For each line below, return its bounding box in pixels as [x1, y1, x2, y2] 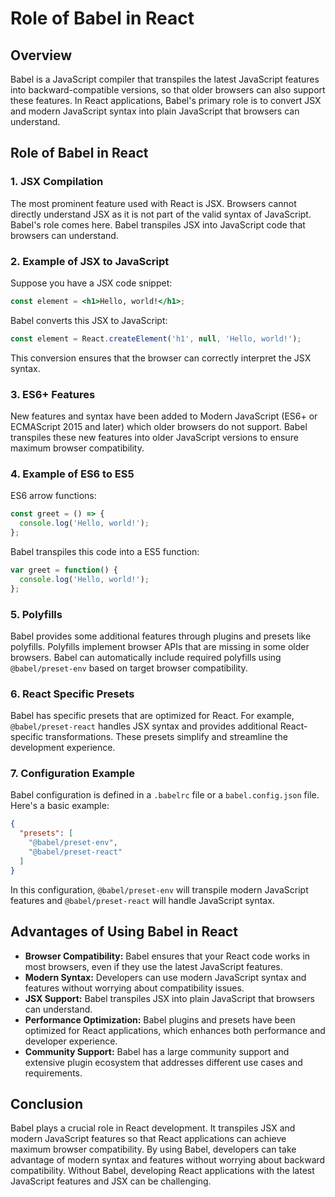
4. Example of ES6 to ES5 [10, 467, 135, 481]
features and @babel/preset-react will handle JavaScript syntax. [10, 894, 275, 906]
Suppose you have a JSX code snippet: [10, 277, 173, 289]
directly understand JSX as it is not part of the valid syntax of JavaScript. [10, 208, 312, 220]
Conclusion [10, 1095, 84, 1112]
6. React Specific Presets [10, 687, 135, 701]
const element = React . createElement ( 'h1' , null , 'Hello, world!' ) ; [10, 333, 302, 344]
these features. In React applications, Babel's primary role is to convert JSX [10, 95, 322, 106]
